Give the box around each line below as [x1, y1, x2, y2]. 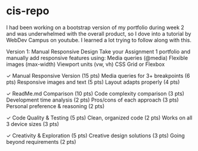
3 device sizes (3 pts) [6, 120, 60, 127]
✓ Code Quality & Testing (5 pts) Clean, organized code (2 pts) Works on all [6, 114, 193, 121]
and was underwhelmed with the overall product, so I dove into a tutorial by [6, 30, 191, 37]
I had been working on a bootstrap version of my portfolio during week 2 [6, 24, 185, 31]
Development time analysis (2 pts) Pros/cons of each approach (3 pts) [6, 96, 179, 103]
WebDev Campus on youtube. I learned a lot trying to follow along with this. [6, 36, 192, 43]
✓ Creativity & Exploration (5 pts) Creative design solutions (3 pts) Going [6, 132, 185, 139]
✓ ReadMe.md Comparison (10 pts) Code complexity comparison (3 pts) [6, 90, 185, 97]
